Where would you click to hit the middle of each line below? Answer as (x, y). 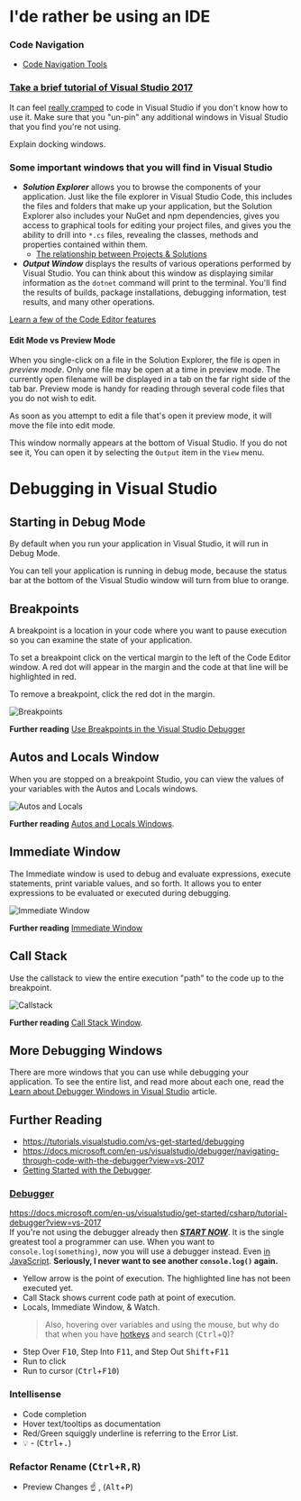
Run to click (44, 1361)
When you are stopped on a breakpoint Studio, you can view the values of (147, 779)
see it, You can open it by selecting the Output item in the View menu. (137, 453)
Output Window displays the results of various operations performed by (157, 264)
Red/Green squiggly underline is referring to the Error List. (130, 1433)
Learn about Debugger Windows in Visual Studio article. (114, 1092)
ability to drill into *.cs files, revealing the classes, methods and (140, 235)
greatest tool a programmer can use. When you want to (112, 1242)
